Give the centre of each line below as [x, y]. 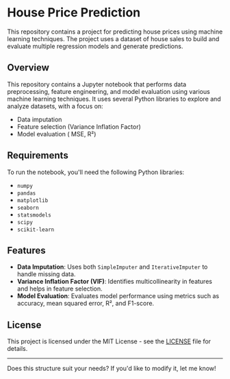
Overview [28, 68]
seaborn [28, 208]
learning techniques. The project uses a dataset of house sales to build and [113, 38]
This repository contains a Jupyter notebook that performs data [97, 84]
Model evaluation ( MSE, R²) [56, 134]
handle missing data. [46, 274]
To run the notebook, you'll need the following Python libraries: [96, 172]
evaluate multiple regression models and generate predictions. [95, 46]
